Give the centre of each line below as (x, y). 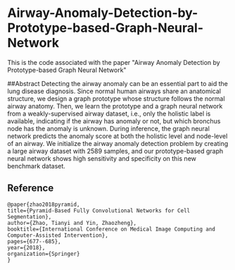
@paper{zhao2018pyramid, (44, 204)
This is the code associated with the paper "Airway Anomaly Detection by (114, 62)
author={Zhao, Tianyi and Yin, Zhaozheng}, (72, 223)
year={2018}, (26, 247)
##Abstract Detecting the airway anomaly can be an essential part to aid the (118, 83)
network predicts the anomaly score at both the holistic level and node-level (118, 136)
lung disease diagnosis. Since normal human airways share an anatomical (114, 91)
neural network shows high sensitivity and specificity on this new (102, 158)
